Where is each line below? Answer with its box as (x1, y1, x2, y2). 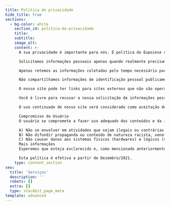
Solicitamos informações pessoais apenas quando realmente (18, 59, 146, 64)
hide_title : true (5, 12, 42, 17)
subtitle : (14, 36, 35, 41)
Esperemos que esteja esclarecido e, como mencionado (18, 146, 135, 152)
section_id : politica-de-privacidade (14, 26, 94, 31)
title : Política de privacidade (5, 7, 73, 13)
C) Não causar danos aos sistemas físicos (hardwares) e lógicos (18, 137, 159, 142)
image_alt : (14, 40, 37, 46)
